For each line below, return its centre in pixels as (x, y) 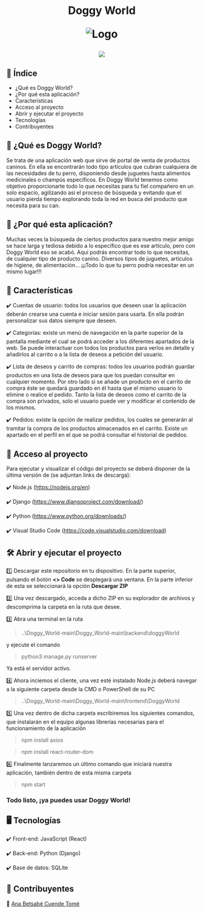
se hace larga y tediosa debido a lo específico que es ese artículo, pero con (101, 245)
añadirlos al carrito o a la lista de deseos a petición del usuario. (85, 354)
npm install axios (42, 740)
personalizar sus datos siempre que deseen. (62, 321)
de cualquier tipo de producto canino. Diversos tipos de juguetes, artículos (99, 258)
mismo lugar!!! (24, 272)
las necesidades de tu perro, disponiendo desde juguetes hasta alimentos (98, 173)
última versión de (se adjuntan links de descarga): (69, 475)
